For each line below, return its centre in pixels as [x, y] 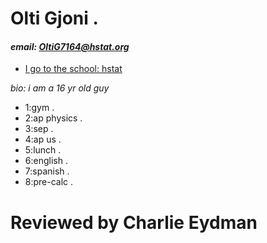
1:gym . [39, 108]
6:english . [46, 161]
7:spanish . [47, 171]
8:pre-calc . [49, 182]
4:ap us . [43, 139]
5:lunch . [43, 150]
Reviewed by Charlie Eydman [134, 222]
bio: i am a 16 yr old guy [60, 88]
